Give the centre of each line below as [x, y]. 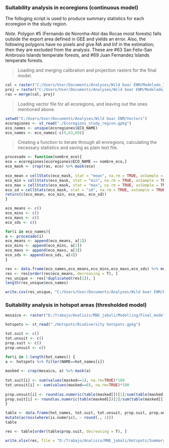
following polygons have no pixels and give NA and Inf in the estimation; [80, 44]
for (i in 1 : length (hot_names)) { [40, 357]
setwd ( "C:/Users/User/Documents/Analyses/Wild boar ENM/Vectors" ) [76, 118]
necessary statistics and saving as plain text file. [68, 147]
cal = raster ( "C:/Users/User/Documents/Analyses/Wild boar [68, 85]
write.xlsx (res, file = [30, 440]
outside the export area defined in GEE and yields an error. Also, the [75, 39]
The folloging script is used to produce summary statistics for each [75, 19]
